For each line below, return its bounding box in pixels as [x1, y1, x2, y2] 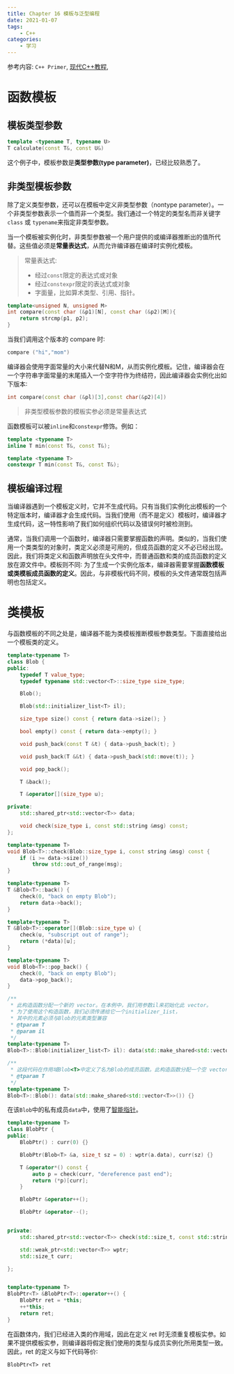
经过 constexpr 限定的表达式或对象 [34, 279, 131, 288]
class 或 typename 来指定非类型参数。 [7, 217, 113, 226]
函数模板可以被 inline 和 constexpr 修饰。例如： [7, 422, 140, 430]
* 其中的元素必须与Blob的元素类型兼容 [10, 1015, 107, 1022]
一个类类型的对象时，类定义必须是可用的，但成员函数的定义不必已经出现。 [13, 543, 227, 552]
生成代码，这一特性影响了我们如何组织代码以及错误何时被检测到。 [7, 520, 196, 528]
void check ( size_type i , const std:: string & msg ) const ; [19, 822, 189, 829]
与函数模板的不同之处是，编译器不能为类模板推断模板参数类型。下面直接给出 [7, 630, 227, 638]
